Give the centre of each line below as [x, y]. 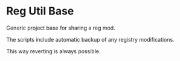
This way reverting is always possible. [53, 51]
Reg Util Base [40, 11]
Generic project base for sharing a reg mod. [61, 28]
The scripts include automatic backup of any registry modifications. [90, 39]
